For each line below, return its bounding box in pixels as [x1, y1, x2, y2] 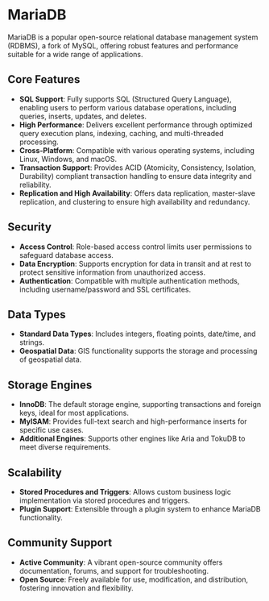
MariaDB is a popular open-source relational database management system [7, 32, 259, 42]
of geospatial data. [19, 354, 82, 364]
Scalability [7, 466, 62, 479]
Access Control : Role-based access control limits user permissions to [19, 242, 252, 251]
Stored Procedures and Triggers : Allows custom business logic [19, 487, 231, 496]
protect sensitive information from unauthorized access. [19, 267, 206, 277]
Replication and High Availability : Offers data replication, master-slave [19, 188, 255, 198]
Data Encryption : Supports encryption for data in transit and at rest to [19, 259, 251, 268]
